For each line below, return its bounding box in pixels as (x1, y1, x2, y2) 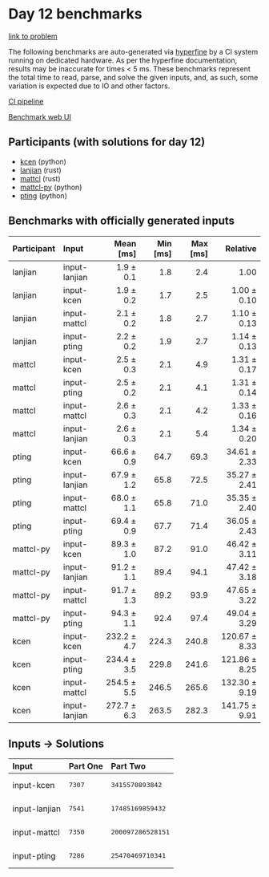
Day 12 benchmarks (8, 5, 143, 23)
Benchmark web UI (8, 112, 72, 121)
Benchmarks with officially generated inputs (8, 214, 235, 228)
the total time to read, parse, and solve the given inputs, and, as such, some (8, 72, 259, 82)
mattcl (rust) (19, 173, 62, 183)
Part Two (110, 761, 147, 772)
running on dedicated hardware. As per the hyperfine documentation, (8, 55, 238, 65)
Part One (68, 761, 103, 772)
